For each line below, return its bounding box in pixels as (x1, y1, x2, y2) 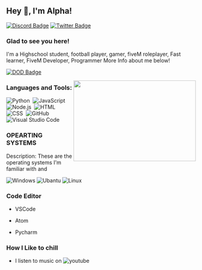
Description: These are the (6, 152, 72, 160)
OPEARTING (6, 131, 43, 140)
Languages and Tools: (6, 83, 72, 92)
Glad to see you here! (6, 37, 70, 45)
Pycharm (14, 229, 38, 236)
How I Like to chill (6, 244, 58, 252)
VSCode (14, 205, 36, 212)
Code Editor (6, 191, 42, 200)
